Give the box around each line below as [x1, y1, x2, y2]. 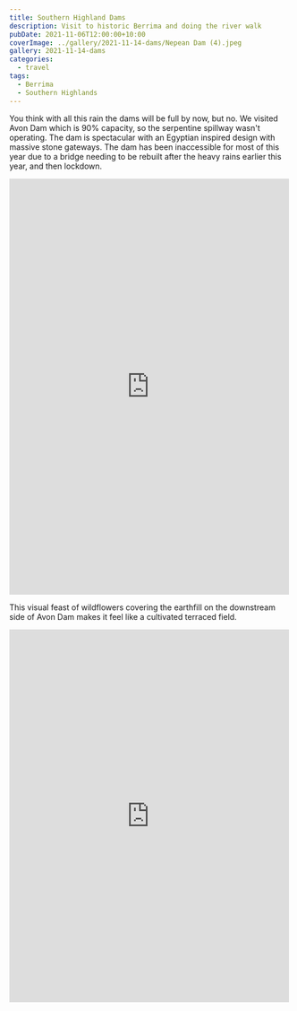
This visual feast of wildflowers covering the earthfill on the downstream [9, 602, 276, 613]
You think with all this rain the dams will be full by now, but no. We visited [9, 113, 279, 124]
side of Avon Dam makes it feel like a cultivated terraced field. [9, 611, 237, 622]
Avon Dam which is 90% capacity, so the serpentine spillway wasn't [9, 122, 261, 133]
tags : [9, 72, 30, 81]
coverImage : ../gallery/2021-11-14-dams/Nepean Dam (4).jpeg [9, 38, 242, 48]
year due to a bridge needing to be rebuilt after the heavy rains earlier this [9, 151, 282, 161]
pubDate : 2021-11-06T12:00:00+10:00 [9, 30, 146, 39]
